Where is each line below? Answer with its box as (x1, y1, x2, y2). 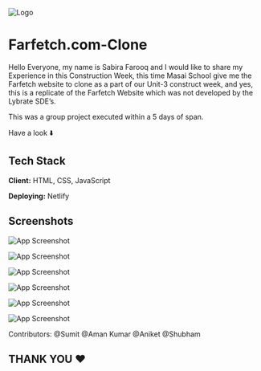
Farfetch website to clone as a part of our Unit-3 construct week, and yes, (8, 79, 253, 88)
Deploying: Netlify (8, 191, 70, 201)
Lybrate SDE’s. (8, 96, 56, 106)
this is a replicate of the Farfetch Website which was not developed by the (8, 88, 254, 97)
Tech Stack (8, 154, 66, 168)
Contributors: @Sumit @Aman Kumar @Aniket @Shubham (8, 329, 201, 339)
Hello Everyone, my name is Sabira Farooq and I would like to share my (8, 62, 243, 71)
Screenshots (8, 214, 74, 228)
